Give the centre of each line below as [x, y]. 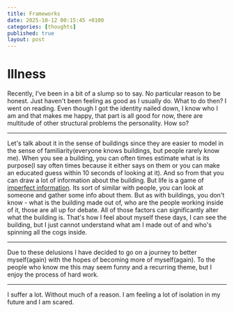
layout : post [26, 40]
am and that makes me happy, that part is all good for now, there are [105, 116]
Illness [27, 74]
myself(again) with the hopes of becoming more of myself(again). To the [111, 260]
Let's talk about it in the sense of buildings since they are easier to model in [116, 143]
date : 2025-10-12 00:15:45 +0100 [56, 20]
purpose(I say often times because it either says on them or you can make [114, 165]
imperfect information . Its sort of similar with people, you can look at [105, 188]
